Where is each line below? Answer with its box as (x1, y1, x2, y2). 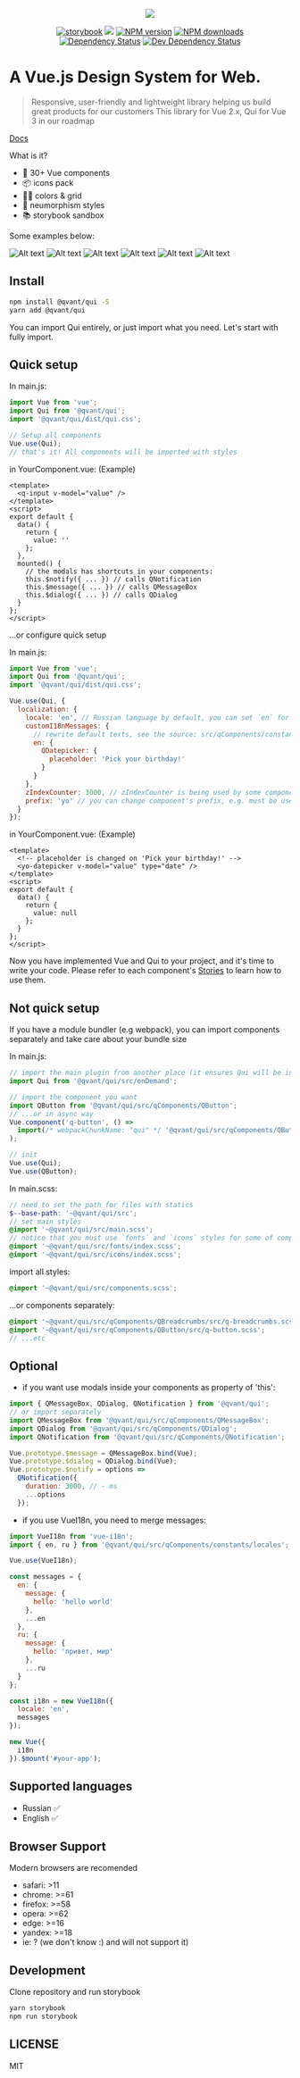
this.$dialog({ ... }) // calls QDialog (25, 590, 178, 599)
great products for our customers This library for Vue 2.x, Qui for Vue (30, 105, 287, 116)
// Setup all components (9, 430, 102, 439)
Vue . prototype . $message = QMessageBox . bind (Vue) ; (9, 1448, 198, 1457)
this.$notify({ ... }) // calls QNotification (25, 574, 202, 584)
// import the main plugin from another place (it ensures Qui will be (9, 1068, 281, 1078)
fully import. (9, 331, 54, 342)
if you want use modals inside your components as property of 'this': (21, 1382, 276, 1393)
